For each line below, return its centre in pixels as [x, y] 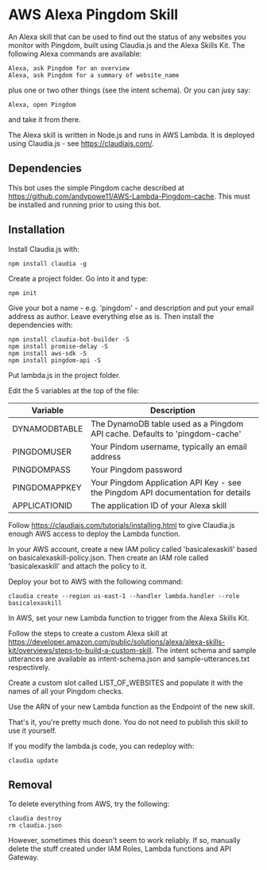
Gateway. [24, 857]
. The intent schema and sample [204, 650]
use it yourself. [33, 730]
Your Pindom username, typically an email [169, 447]
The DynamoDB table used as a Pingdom [167, 423]
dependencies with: [41, 325]
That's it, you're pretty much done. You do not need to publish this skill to [128, 722]
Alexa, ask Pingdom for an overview [69, 68]
